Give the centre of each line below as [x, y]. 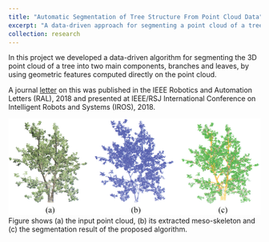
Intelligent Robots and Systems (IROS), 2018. [82, 107]
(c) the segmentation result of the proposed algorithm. [98, 229]
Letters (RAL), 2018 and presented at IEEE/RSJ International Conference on [132, 99]
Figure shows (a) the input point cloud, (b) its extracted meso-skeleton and [132, 221]
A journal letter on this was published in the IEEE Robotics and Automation [130, 90]
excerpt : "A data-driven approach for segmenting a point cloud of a [127, 25]
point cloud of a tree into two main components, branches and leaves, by [129, 66]
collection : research [44, 34]
